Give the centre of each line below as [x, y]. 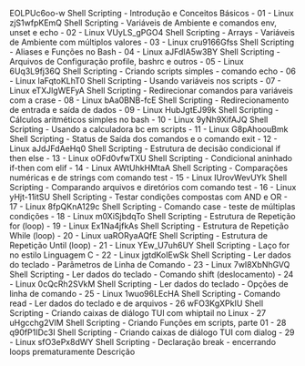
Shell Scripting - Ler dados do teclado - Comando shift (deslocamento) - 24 [152, 274]
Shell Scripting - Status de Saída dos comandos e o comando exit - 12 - [143, 139]
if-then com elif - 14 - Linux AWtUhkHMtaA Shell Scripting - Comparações [149, 168]
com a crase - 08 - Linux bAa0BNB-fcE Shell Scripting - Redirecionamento [149, 100]
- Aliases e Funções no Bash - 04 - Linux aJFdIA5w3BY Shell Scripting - [145, 52]
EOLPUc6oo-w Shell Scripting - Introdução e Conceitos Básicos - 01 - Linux [152, 13]
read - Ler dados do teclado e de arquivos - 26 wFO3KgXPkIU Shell [137, 303]
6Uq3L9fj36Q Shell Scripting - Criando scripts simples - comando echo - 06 [152, 71]
